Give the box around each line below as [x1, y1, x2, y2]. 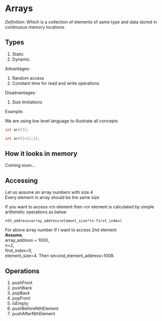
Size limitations [12, 99, 43, 105]
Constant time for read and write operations [12, 80, 100, 86]
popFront [12, 295, 30, 301]
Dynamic [12, 56, 30, 62]
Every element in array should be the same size [5, 195, 100, 201]
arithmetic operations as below [5, 209, 67, 215]
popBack [12, 290, 30, 296]
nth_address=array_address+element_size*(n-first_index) [5, 219, 122, 223]
